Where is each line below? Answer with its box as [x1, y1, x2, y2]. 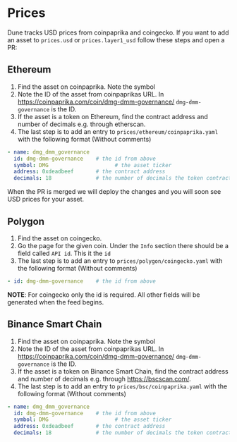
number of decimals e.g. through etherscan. [17, 120, 146, 128]
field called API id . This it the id [17, 249, 111, 257]
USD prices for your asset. [7, 195, 85, 204]
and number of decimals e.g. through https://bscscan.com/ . [17, 374, 192, 383]
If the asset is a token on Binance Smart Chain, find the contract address [17, 367, 229, 375]
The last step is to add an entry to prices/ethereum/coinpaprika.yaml [17, 127, 219, 135]
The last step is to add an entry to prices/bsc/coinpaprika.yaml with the [17, 382, 228, 391]
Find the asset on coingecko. [17, 234, 102, 243]
